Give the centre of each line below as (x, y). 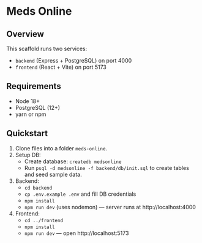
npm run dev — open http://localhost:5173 (77, 233)
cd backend (38, 188)
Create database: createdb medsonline (73, 161)
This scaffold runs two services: (47, 48)
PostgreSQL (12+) (37, 107)
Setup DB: (28, 155)
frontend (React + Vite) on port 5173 (61, 67)
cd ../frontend (43, 220)
